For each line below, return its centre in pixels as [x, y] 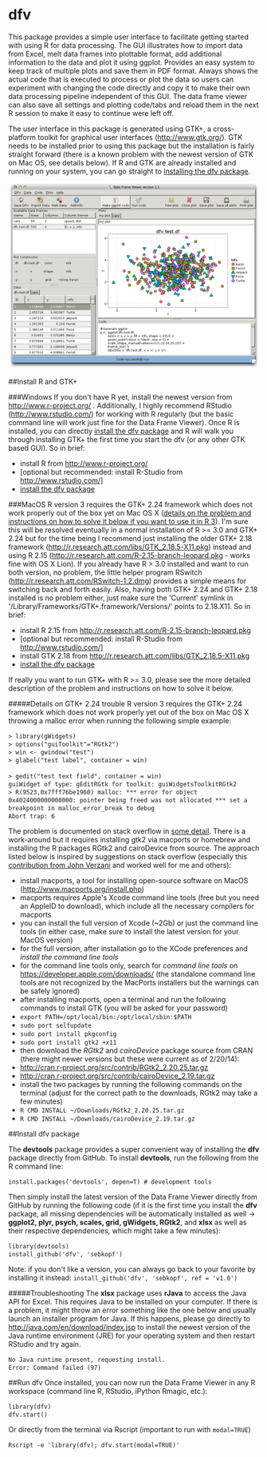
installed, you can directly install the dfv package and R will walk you [121, 431]
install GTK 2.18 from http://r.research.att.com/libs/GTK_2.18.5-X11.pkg [135, 656]
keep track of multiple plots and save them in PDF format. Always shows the [133, 70]
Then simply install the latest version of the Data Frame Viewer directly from [133, 1197]
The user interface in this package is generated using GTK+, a [110, 129]
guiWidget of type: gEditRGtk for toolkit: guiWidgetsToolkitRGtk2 [123, 785]
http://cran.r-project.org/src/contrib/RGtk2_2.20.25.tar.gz [114, 1068]
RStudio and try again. [45, 1344]
